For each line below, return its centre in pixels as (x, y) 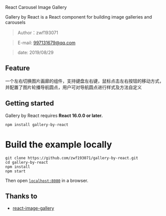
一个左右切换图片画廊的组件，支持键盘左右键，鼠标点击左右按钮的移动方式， (85, 81)
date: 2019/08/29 (35, 52)
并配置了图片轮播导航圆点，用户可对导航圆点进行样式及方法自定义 (73, 87)
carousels (16, 22)
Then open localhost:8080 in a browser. (47, 180)
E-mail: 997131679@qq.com (47, 43)
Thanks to (21, 196)
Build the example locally (59, 144)
